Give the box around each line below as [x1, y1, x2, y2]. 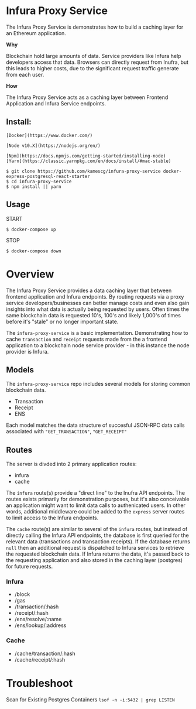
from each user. [6, 71, 44, 78]
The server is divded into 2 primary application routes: [6, 461, 137, 468]
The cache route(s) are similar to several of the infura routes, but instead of [6, 526, 188, 533]
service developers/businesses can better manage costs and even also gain [6, 299, 190, 306]
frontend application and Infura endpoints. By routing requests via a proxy [6, 293, 184, 300]
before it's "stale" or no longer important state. [6, 318, 119, 325]
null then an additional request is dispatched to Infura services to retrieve [6, 544, 184, 552]
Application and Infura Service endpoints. [6, 100, 106, 107]
